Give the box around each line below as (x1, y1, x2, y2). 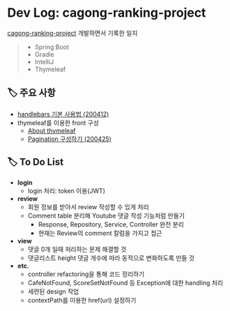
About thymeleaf (27, 126, 76, 135)
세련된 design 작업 (27, 287, 79, 296)
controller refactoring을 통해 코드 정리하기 (27, 270, 145, 278)
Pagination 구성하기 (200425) (27, 135, 112, 143)
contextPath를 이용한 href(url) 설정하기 (27, 296, 137, 304)
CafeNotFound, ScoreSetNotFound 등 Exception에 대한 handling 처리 (27, 278, 224, 287)
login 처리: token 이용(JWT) (27, 186, 106, 195)
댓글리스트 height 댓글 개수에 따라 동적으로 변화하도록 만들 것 (27, 253, 195, 262)
